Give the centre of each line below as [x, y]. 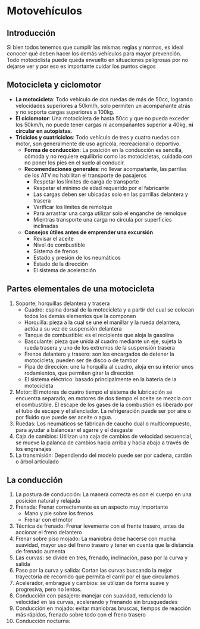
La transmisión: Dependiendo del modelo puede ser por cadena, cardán [104, 455]
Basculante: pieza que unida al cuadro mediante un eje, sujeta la [103, 341]
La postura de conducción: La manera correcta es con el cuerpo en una [104, 494]
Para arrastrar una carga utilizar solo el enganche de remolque [110, 213]
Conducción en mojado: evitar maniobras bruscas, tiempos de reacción [103, 608]
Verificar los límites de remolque [73, 207]
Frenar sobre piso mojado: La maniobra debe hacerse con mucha [96, 539]
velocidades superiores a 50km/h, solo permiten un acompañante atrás [103, 105]
